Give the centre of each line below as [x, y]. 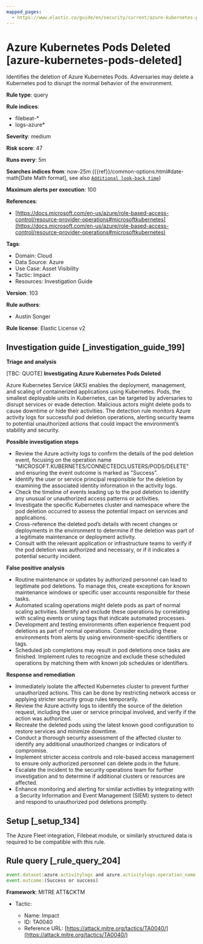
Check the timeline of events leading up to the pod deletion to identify [102, 492]
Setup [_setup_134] [43, 821]
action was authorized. [43, 719]
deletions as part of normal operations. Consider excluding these [96, 631]
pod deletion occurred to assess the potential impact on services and [101, 512]
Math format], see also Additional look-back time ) [97, 178]
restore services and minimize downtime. [66, 731]
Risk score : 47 [24, 148]
